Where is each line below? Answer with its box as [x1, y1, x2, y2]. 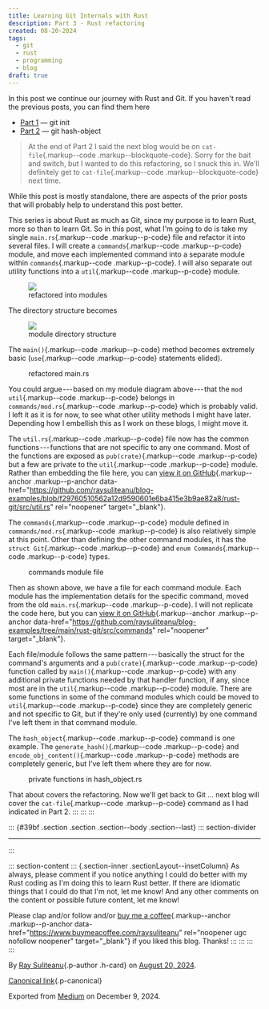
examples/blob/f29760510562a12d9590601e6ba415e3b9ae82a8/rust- [8, 493, 240, 503]
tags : [8, 34, 26, 43]
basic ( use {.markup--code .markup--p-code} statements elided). [8, 353, 223, 363]
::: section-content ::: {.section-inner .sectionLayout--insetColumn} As [8, 861, 240, 870]
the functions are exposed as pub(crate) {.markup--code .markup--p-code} [8, 451, 259, 460]
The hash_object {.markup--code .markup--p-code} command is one [8, 733, 235, 743]
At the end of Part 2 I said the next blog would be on [27, 141, 200, 151]
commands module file [28, 567, 104, 577]
